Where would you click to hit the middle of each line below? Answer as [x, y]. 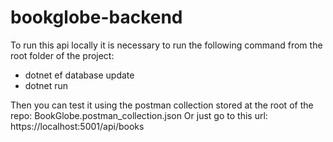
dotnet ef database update [79, 75]
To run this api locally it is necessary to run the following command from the [166, 45]
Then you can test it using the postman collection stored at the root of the [162, 105]
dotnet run [46, 85]
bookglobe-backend [96, 17]
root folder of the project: [62, 55]
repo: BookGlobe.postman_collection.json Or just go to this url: [139, 115]
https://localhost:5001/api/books [77, 126]
